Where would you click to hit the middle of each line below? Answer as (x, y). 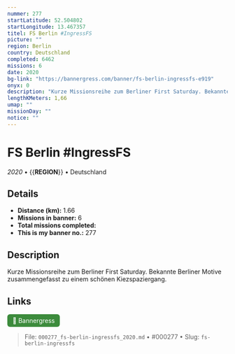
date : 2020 (23, 72)
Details (23, 193)
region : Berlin (29, 46)
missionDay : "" (29, 111)
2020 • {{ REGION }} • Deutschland (57, 171)
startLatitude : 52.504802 (45, 20)
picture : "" (24, 40)
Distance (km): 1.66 (46, 211)
